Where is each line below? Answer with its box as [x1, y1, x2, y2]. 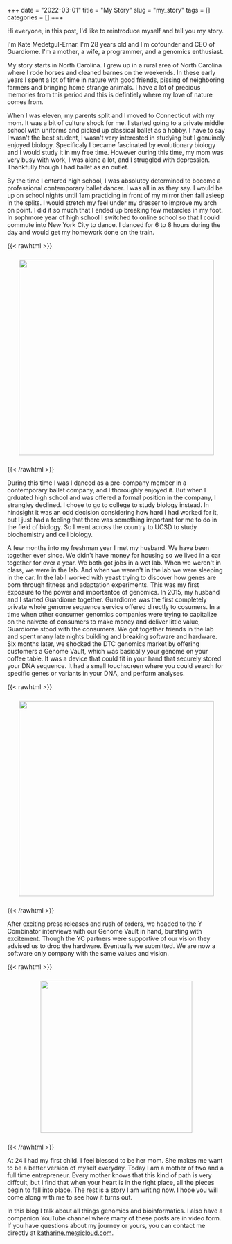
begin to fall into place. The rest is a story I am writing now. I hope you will [7, 1186, 218, 1194]
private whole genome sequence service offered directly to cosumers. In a [7, 603, 220, 611]
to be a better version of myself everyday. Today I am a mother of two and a [7, 1163, 224, 1172]
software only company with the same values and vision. [7, 949, 170, 957]
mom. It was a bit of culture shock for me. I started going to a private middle [7, 119, 224, 127]
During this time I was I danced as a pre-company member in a [7, 479, 187, 487]
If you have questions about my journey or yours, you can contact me [7, 1222, 206, 1229]
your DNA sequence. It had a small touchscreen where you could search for [7, 662, 224, 670]
